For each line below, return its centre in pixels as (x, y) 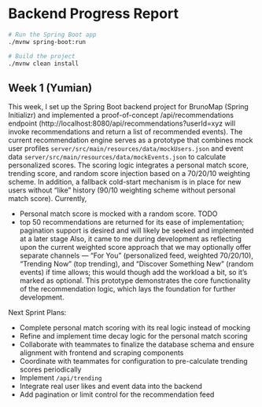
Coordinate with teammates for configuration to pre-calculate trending (133, 361)
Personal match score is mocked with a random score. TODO (118, 214)
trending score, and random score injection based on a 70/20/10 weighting (129, 174)
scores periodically (50, 369)
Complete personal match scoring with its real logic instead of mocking (135, 328)
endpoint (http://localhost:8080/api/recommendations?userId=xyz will (122, 123)
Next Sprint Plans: (37, 313)
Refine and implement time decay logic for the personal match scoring (133, 336)
